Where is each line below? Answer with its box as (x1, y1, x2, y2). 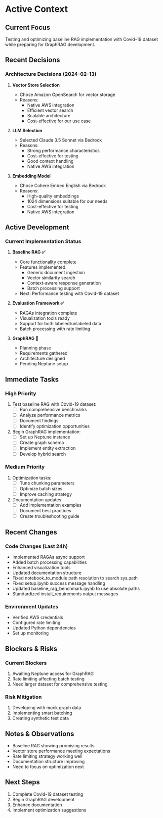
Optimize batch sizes (19, 485, 63, 491)
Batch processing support (27, 286, 80, 291)
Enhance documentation (12, 802, 63, 808)
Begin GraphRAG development (12, 796, 75, 802)
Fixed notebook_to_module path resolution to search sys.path (12, 575, 138, 581)
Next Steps (5, 778, 40, 786)
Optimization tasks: (12, 475, 52, 481)
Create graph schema (19, 439, 64, 446)
